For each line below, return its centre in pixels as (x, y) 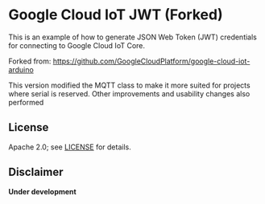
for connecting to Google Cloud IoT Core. (77, 45)
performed (26, 102)
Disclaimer (36, 172)
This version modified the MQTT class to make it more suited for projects (130, 85)
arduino (21, 69)
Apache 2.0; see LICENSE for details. (70, 147)
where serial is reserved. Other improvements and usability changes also (129, 93)
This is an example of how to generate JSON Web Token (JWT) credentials (133, 37)
